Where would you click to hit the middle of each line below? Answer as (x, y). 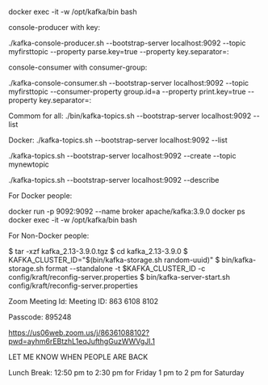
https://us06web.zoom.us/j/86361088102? (79, 332)
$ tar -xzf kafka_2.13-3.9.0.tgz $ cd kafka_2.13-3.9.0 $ (98, 251)
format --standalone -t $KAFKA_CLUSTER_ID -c (126, 269)
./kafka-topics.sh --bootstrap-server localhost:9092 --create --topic (122, 156)
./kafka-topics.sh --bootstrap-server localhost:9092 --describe (114, 180)
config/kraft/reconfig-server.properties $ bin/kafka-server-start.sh (119, 277)
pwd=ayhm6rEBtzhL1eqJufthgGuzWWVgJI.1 (82, 341)
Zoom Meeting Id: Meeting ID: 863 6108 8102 (84, 301)
